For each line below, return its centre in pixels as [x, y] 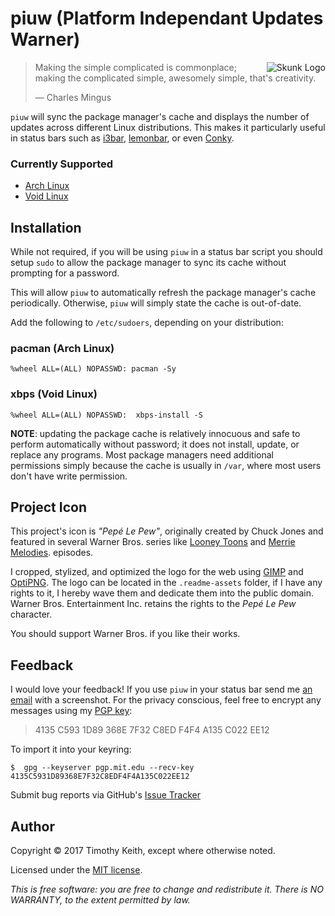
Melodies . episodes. [52, 553]
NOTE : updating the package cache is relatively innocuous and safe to [155, 433]
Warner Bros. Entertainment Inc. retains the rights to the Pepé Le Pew [153, 604]
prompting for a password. [65, 273]
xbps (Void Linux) [54, 394]
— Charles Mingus [73, 97]
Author [32, 826]
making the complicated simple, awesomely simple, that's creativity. [175, 78]
